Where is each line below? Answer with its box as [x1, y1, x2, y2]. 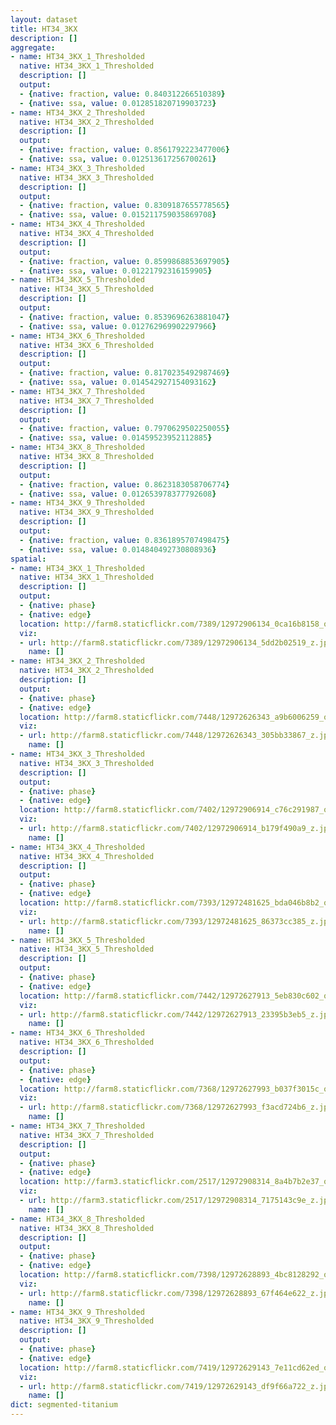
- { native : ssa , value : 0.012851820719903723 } [19, 98, 217, 108]
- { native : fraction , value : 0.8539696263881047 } [19, 312, 230, 322]
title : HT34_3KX [10, 24, 78, 34]
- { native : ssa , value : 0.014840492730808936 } [19, 544, 217, 555]
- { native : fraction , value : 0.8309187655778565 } [19, 201, 230, 211]
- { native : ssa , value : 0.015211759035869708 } [19, 210, 217, 220]
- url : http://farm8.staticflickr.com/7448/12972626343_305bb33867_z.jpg [19, 731, 333, 741]
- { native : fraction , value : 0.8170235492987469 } [19, 368, 230, 378]
